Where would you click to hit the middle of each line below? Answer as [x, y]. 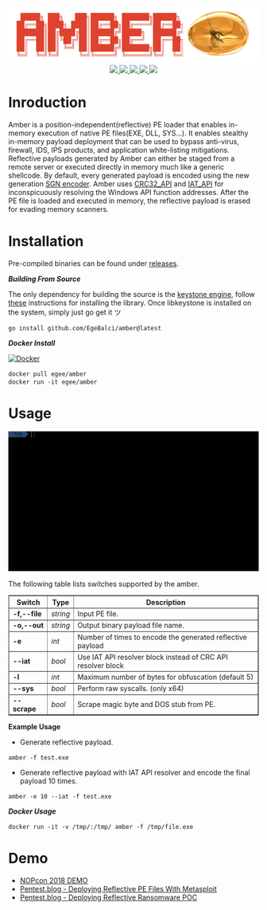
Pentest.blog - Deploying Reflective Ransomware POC [108, 897]
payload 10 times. [48, 781]
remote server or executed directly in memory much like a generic [116, 167]
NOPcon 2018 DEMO [54, 880]
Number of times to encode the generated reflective [163, 637]
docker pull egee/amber [48, 374]
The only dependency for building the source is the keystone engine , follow [132, 295]
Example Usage [35, 726]
